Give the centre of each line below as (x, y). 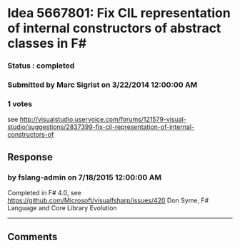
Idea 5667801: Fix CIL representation (119, 13)
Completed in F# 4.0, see (45, 193)
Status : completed (41, 66)
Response (30, 157)
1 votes (20, 103)
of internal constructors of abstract (114, 28)
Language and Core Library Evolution (62, 208)
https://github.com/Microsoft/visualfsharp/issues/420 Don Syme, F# (108, 200)
